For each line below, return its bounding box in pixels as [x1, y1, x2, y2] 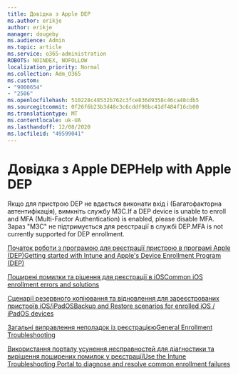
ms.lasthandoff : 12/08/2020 [7, 123, 91, 131]
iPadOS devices [7, 309, 54, 318]
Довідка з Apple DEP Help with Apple [7, 161, 232, 177]
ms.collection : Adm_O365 [7, 70, 81, 77]
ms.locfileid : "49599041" [7, 130, 84, 137]
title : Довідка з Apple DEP [7, 10, 91, 18]
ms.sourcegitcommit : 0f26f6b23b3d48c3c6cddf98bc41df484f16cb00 [7, 104, 200, 111]
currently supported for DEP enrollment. [7, 230, 125, 239]
